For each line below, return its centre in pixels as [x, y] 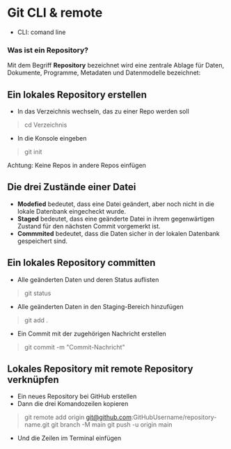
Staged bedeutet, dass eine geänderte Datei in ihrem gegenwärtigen [116, 219]
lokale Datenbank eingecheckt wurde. [72, 211]
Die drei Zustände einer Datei [72, 187]
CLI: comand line [41, 32]
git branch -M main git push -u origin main [112, 425]
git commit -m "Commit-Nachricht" [74, 347]
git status [38, 293]
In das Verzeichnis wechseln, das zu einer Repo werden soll [103, 111]
